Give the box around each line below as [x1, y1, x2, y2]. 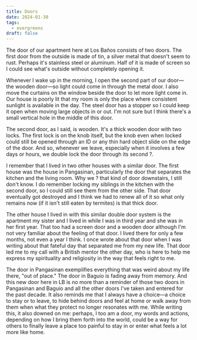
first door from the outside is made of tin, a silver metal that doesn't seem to [6, 53, 191, 60]
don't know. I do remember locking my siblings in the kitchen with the [6, 181, 175, 188]
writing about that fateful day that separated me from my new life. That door [6, 242, 191, 249]
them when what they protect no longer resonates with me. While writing [6, 304, 182, 311]
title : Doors [6, 8, 38, 15]
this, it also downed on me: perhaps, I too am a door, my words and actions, [6, 310, 190, 317]
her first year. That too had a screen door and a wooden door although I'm [6, 224, 186, 231]
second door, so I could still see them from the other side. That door [6, 187, 171, 194]
